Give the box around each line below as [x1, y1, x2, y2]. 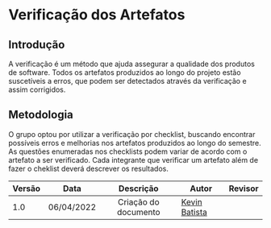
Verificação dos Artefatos [8, 6, 186, 24]
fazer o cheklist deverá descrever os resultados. [8, 164, 169, 173]
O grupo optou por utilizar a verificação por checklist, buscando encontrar [8, 129, 256, 139]
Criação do [117, 196, 160, 207]
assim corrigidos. [8, 85, 66, 94]
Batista [181, 206, 207, 218]
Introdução [8, 38, 65, 52]
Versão [12, 183, 41, 194]
